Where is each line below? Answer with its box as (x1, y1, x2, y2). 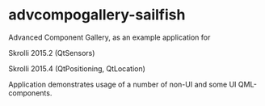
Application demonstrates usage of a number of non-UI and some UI (8, 79, 237, 89)
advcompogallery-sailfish (8, 6, 186, 24)
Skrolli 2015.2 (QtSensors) (8, 48, 95, 57)
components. (8, 87, 53, 98)
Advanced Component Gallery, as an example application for (8, 32, 211, 42)
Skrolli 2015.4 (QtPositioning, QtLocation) (8, 63, 145, 74)
